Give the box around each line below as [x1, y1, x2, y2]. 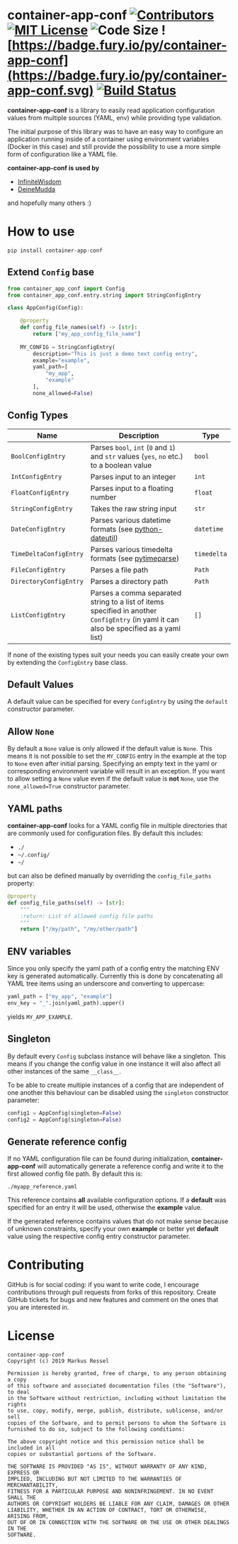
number [90, 492, 117, 502]
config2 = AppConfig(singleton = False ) [7, 1116, 122, 1123]
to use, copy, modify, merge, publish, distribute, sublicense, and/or [7, 1407, 223, 1415]
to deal [7, 1389, 30, 1396]
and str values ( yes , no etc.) [90, 451, 183, 461]
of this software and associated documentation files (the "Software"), [7, 1382, 227, 1390]
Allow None [7, 725, 55, 737]
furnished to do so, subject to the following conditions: [7, 1426, 186, 1433]
